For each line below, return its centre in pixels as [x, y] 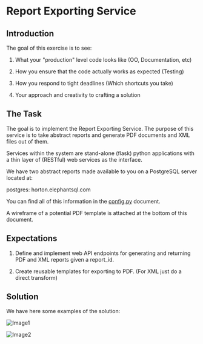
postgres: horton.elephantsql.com [48, 190]
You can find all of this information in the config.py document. [83, 201]
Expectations [32, 238]
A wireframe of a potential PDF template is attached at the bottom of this [97, 213]
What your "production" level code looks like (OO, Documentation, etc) [103, 60]
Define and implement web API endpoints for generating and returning [103, 253]
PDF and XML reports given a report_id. [64, 259]
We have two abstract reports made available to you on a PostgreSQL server [102, 171]
